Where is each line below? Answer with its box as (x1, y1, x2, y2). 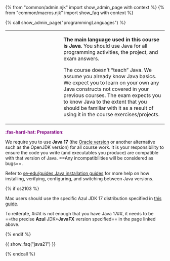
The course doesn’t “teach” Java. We (63, 67, 152, 73)
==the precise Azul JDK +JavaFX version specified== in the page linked (5, 216, 156, 222)
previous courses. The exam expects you (63, 92, 161, 99)
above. (5, 221, 20, 227)
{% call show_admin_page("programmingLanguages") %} (5, 20, 126, 25)
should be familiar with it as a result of (63, 105, 154, 111)
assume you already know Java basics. (63, 73, 157, 80)
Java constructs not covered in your (63, 86, 149, 92)
